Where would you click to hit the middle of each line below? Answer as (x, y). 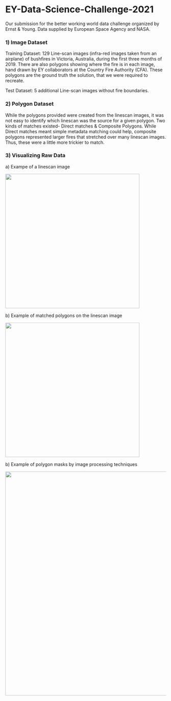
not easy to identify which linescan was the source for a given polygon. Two (85, 120)
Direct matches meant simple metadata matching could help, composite (81, 131)
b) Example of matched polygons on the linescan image (64, 315)
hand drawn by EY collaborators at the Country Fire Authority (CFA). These (84, 70)
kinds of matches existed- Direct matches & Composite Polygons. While (81, 126)
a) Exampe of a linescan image (38, 166)
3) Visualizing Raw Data (35, 156)
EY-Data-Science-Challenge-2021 (80, 9)
